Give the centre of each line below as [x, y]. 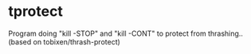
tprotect [36, 12]
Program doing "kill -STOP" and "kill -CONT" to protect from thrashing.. [125, 33]
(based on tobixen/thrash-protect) [65, 41]
